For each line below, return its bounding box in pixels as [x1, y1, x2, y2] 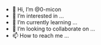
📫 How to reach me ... [12, 32, 69, 39]
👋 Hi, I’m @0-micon [12, 6, 62, 13]
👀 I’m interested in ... [12, 12, 64, 19]
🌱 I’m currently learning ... [12, 19, 78, 26]
